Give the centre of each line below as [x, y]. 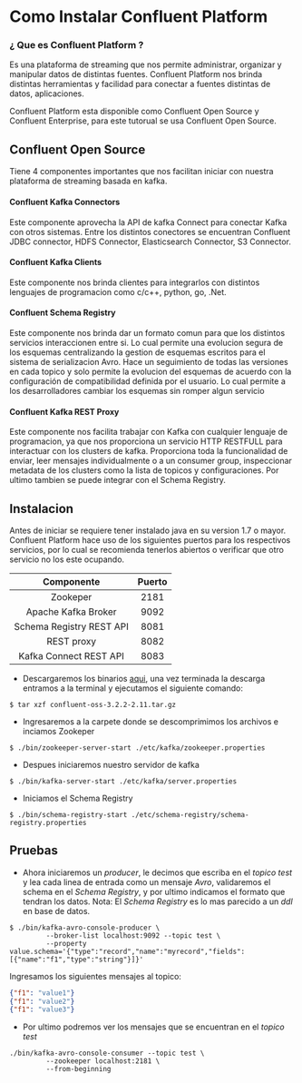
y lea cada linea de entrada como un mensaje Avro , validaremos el [146, 881]
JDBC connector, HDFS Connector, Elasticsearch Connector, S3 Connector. [151, 241]
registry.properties [49, 822]
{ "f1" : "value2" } [42, 1001]
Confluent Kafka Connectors [65, 202]
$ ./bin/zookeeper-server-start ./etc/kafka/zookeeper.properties [137, 748]
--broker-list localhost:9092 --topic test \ [133, 935]
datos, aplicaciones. [47, 94]
